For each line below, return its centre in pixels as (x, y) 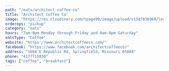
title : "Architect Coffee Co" (37, 14)
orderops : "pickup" (26, 24)
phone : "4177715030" (27, 56)
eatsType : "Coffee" (26, 38)
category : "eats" (23, 28)
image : (12, 19)
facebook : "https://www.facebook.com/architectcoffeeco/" (67, 47)
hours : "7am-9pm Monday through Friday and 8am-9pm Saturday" (72, 33)
